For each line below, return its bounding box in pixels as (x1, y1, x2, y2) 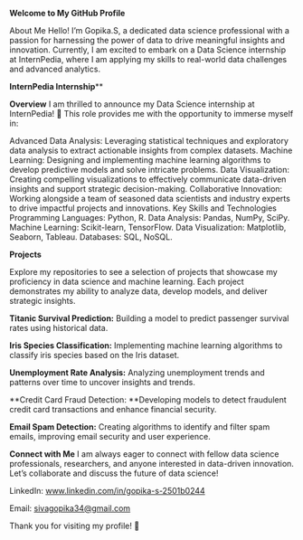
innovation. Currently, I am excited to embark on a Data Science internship (9, 44, 287, 55)
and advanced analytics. (9, 63, 101, 74)
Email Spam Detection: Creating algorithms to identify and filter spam (9, 422, 270, 432)
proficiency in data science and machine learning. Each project (9, 276, 244, 287)
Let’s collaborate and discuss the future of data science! (9, 468, 219, 478)
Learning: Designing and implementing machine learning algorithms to (9, 155, 271, 166)
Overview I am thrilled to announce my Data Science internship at (9, 99, 255, 109)
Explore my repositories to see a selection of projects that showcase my (9, 267, 278, 277)
